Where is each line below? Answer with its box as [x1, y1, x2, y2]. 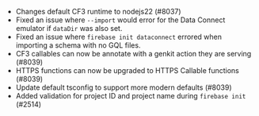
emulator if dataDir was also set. [15, 24, 123, 33]
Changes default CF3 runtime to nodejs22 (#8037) [15, 7, 181, 16]
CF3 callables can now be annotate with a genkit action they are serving [15, 49, 252, 58]
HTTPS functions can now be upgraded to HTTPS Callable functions [15, 66, 239, 75]
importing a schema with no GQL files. [15, 41, 141, 50]
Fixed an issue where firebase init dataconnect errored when [15, 32, 222, 41]
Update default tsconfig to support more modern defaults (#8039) [15, 83, 232, 92]
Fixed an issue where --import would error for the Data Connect [15, 15, 226, 25]
